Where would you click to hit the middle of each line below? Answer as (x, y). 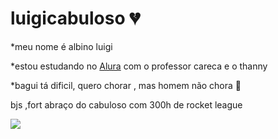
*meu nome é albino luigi (61, 46)
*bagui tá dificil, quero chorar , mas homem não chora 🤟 (126, 85)
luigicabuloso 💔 (75, 18)
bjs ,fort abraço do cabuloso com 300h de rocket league (126, 104)
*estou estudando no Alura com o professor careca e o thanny (139, 66)
